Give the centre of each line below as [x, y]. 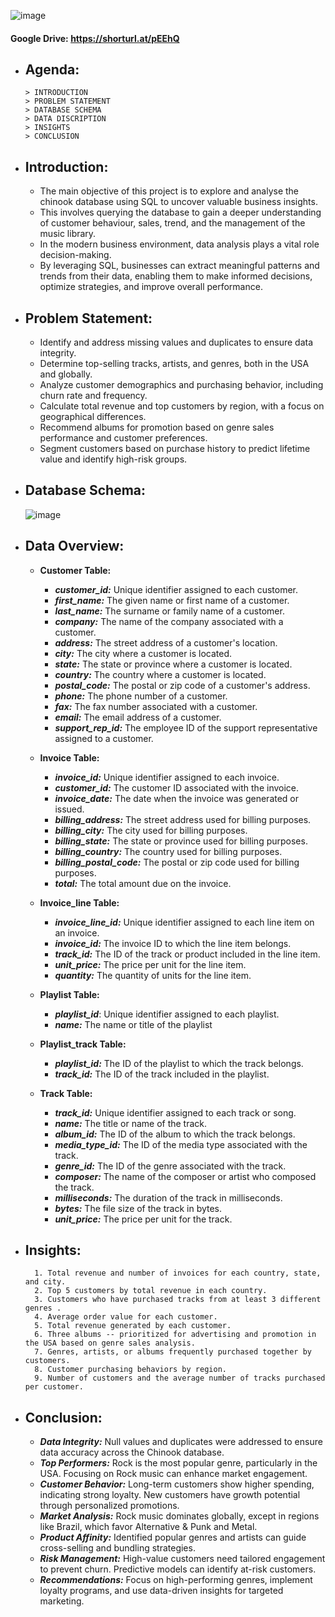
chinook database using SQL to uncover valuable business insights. [178, 202]
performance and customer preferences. [123, 438]
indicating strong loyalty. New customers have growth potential [170, 1495]
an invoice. [77, 932]
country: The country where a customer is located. [160, 674]
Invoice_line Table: [79, 902]
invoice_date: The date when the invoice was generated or [177, 798]
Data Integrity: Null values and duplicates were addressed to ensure [181, 1442]
